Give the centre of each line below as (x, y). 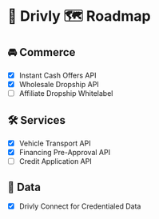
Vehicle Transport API (55, 143)
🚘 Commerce (42, 52)
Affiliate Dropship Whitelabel (66, 94)
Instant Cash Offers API (58, 75)
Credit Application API (56, 161)
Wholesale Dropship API (59, 85)
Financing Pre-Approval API (65, 153)
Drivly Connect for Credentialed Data (80, 206)
